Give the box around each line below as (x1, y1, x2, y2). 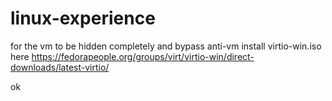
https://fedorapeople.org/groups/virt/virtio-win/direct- (31, 50, 255, 62)
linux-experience (10, 7, 156, 30)
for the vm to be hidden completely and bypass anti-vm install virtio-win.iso (10, 40, 322, 52)
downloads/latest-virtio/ (10, 61, 110, 73)
